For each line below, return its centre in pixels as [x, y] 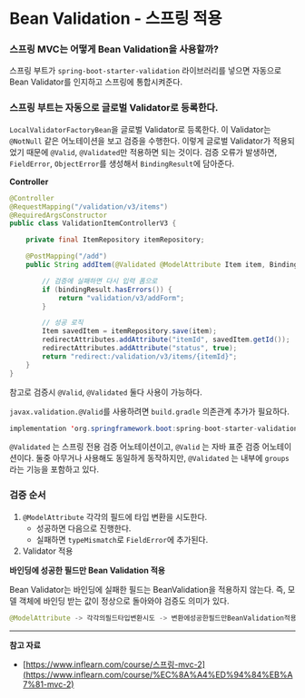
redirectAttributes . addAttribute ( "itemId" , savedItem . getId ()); [166, 340]
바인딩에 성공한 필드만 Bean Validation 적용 [88, 570]
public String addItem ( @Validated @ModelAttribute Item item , [146, 265]
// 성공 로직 [63, 323]
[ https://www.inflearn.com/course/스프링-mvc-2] [114, 664]
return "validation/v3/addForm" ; [121, 298]
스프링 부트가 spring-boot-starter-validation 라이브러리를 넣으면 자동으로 [146, 71]
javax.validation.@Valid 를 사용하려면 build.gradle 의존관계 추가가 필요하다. [150, 411]
